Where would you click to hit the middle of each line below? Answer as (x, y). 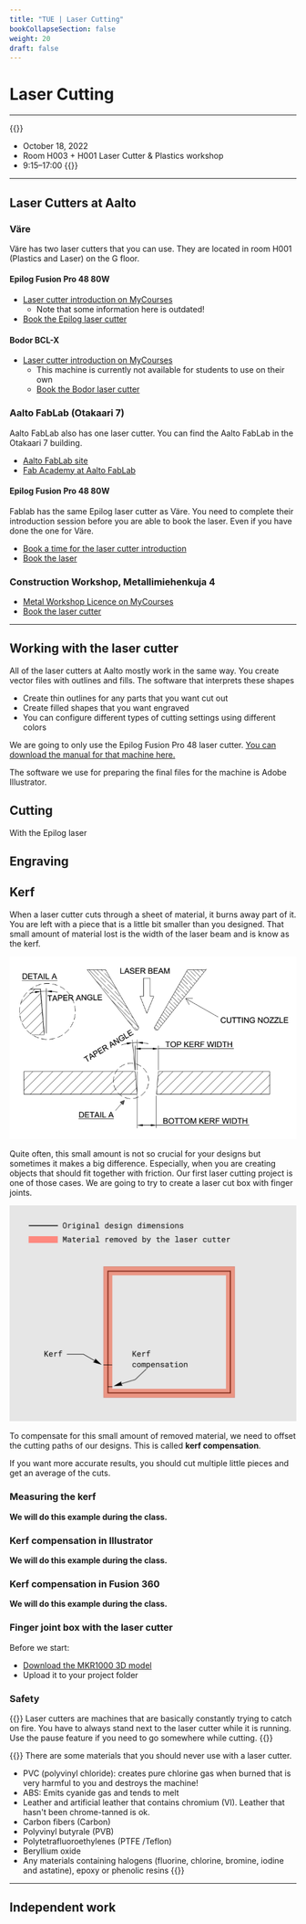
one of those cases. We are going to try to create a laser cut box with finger (151, 1182)
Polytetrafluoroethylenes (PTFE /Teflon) (97, 1841)
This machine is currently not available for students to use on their (160, 370)
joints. (21, 1192)
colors (35, 727)
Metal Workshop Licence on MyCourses (98, 602)
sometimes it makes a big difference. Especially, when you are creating (143, 1163)
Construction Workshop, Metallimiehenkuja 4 (112, 582)
